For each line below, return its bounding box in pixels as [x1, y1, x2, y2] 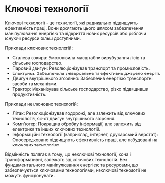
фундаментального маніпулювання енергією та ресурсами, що [5, 162, 139, 168]
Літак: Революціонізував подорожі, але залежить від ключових [12, 110, 146, 116]
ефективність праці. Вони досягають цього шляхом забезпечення [5, 25, 144, 31]
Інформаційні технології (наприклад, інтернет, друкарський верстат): [12, 131, 158, 137]
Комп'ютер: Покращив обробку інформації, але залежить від [12, 121, 141, 127]
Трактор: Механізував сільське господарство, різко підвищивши [12, 86, 149, 92]
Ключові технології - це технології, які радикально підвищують [5, 20, 138, 26]
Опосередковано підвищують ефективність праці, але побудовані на [12, 137, 158, 143]
